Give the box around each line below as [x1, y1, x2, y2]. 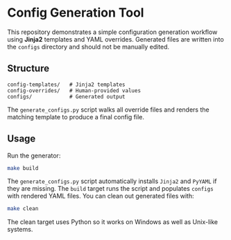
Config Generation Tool [7, 5, 144, 21]
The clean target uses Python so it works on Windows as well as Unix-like [7, 218, 219, 226]
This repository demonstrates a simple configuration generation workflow [7, 28, 218, 36]
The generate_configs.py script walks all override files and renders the [7, 105, 209, 114]
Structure [7, 62, 50, 74]
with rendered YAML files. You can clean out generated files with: [7, 192, 194, 200]
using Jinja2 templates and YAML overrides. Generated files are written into [7, 35, 224, 43]
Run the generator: [7, 151, 61, 160]
